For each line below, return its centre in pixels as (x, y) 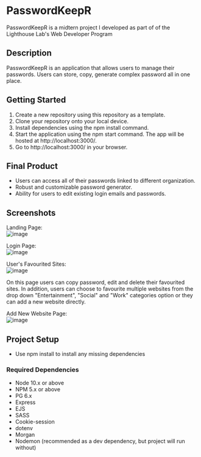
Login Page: (21, 246)
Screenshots (31, 213)
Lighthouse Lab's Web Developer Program (59, 34)
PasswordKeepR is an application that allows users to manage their (90, 68)
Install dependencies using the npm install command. (82, 127)
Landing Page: (24, 228)
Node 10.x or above (40, 383)
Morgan (25, 435)
